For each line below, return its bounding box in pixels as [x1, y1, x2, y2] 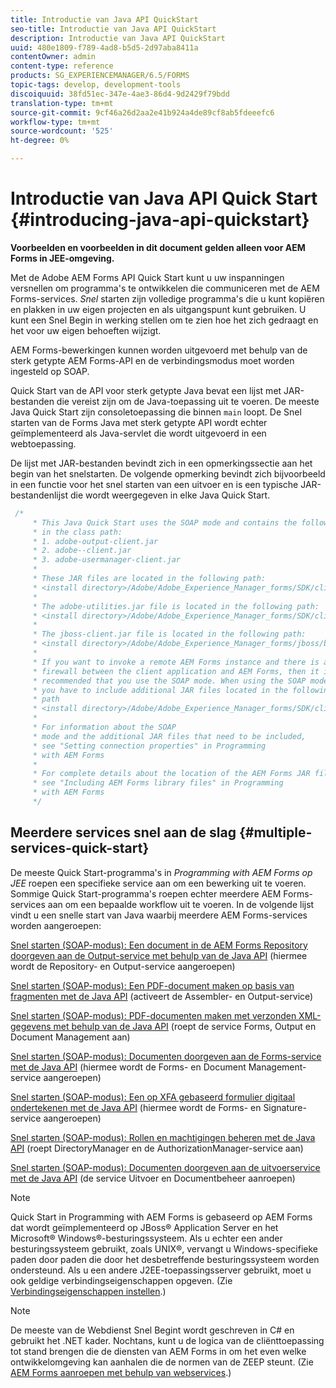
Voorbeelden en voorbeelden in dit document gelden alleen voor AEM [10, 241, 306, 253]
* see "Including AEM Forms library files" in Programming [32, 778, 284, 788]
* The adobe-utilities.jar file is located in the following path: [32, 601, 320, 611]
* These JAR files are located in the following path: [32, 574, 267, 584]
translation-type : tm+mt [10, 98, 114, 108]
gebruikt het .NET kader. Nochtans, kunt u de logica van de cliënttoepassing [10, 1334, 325, 1346]
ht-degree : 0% [10, 136, 70, 146]
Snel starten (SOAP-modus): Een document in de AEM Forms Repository [10, 939, 308, 951]
